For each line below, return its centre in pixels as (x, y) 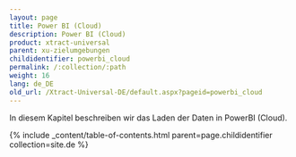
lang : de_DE (31, 84)
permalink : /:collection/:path (68, 68)
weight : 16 (30, 76)
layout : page (34, 17)
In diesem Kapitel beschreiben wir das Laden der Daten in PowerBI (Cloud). (148, 118)
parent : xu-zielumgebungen (60, 51)
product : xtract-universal (60, 42)
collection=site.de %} (49, 145)
